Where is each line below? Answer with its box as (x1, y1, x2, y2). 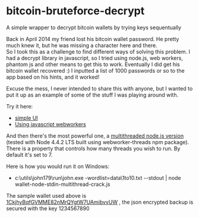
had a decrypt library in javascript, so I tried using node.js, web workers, (6, 54, 183, 61)
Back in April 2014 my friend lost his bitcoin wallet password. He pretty (6, 35, 179, 42)
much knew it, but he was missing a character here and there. (6, 42, 157, 49)
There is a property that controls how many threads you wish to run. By (6, 145, 181, 152)
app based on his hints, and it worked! (6, 73, 100, 80)
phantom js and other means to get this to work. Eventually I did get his (6, 61, 180, 68)
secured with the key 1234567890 (6, 204, 90, 212)
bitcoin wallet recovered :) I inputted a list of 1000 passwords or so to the (6, 67, 185, 74)
